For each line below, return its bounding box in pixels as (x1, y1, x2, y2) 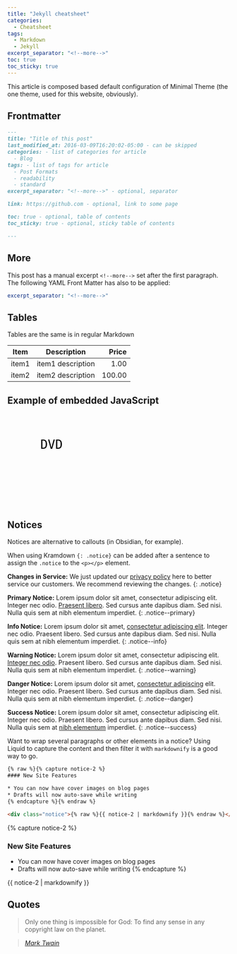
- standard (13, 181, 46, 188)
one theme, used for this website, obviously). (7, 90, 139, 98)
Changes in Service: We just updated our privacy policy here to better (7, 572, 212, 581)
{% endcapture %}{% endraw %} (7, 798, 97, 805)
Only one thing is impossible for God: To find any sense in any (24, 917, 205, 926)
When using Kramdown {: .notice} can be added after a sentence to (7, 551, 210, 560)
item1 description (36, 359, 95, 369)
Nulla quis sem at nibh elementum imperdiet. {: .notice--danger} (7, 694, 194, 703)
